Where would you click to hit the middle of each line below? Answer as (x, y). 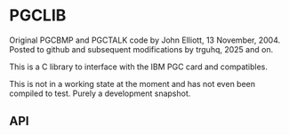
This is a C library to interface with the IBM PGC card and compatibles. (139, 67)
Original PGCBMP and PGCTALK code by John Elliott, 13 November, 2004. (145, 40)
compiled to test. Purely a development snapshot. (100, 93)
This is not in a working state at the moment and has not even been (132, 83)
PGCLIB (38, 16)
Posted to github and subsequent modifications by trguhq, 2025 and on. (141, 49)
